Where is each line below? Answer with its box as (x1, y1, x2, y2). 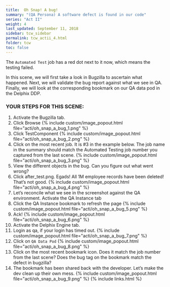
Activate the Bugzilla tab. (13, 114, 65, 120)
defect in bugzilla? (13, 259, 52, 266)
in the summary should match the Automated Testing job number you (13, 146, 158, 152)
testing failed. (6, 64, 34, 70)
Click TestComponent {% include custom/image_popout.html (13, 130, 141, 137)
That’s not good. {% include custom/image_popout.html (13, 179, 130, 185)
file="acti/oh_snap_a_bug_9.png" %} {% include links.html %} (13, 275, 142, 281)
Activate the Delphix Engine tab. (13, 222, 80, 228)
